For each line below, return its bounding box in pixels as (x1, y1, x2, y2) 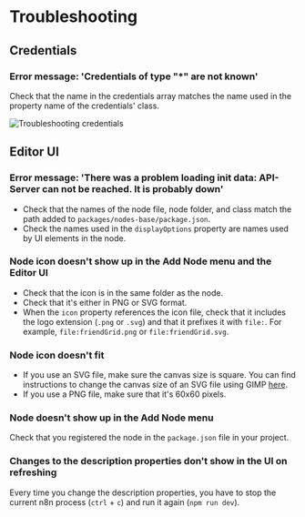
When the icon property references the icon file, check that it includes (22, 307, 287, 318)
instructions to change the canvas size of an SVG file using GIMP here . (22, 380, 289, 390)
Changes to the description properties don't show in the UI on (9, 455, 288, 468)
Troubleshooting (9, 6, 138, 27)
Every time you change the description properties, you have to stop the (9, 487, 277, 498)
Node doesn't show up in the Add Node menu (9, 411, 214, 424)
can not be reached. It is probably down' (42, 183, 224, 196)
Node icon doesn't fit (9, 349, 105, 361)
